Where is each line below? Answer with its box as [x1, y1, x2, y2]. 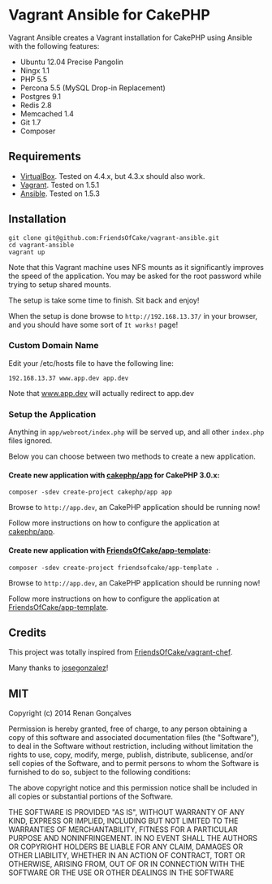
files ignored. [8, 436, 53, 446]
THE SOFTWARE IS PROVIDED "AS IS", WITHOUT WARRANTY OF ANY [8, 808, 245, 817]
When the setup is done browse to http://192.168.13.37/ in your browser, [8, 311, 258, 320]
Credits [8, 625, 47, 639]
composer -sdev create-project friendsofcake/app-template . [8, 564, 220, 572]
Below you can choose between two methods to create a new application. [8, 451, 256, 461]
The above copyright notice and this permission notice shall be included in [8, 783, 257, 793]
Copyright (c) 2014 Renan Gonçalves [8, 708, 132, 718]
